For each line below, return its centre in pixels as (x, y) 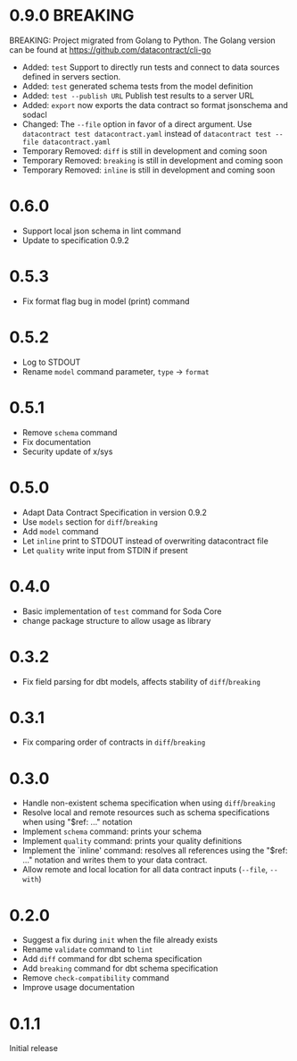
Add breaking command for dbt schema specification (120, 968)
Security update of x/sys (67, 451)
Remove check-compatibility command (95, 978)
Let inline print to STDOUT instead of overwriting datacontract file (145, 541)
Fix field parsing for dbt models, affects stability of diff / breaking (141, 681)
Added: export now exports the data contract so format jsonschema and (155, 105)
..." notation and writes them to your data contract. (115, 860)
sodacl (34, 114)
